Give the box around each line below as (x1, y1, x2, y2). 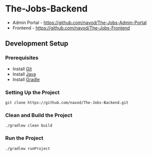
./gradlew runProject (5, 146, 50, 151)
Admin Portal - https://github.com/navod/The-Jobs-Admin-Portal (12, 19, 147, 25)
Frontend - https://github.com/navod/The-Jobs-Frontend (12, 24, 130, 30)
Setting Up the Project (5, 88, 60, 95)
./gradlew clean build (5, 123, 52, 128)
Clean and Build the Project (5, 111, 72, 118)
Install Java (12, 71, 36, 77)
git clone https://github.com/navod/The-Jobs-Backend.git (5, 100, 128, 105)
